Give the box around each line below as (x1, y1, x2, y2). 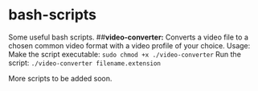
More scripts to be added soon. (8, 73, 113, 83)
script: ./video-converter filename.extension (8, 58, 162, 68)
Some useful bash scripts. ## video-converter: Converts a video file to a (8, 32, 249, 42)
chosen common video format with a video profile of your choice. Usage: (8, 40, 251, 50)
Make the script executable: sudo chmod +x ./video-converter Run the (8, 49, 241, 59)
